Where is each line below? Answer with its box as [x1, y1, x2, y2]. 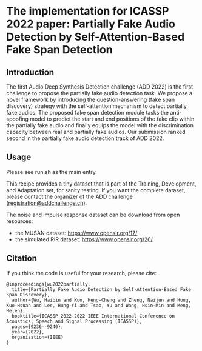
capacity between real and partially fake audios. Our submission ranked [6, 129, 186, 135]
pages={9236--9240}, [12, 323, 64, 330]
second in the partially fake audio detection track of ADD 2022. [6, 135, 164, 142]
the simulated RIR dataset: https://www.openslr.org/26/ [15, 235, 153, 243]
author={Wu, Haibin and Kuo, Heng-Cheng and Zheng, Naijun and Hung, [12, 297, 191, 303]
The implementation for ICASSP [6, 4, 169, 18]
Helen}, [6, 307, 26, 313]
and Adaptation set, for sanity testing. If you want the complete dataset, [6, 186, 186, 193]
